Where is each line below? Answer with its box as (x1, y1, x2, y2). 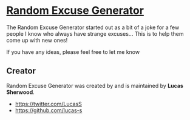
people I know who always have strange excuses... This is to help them (6, 30, 184, 37)
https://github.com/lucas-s (15, 107, 83, 114)
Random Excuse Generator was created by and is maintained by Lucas (6, 82, 184, 89)
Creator (6, 66, 36, 76)
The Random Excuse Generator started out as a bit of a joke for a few (6, 24, 180, 31)
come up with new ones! (6, 36, 68, 44)
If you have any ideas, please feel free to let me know (6, 48, 140, 55)
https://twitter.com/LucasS (15, 100, 82, 107)
